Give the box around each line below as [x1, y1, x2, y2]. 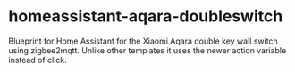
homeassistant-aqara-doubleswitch [8, 6, 283, 27]
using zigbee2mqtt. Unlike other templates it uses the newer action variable [8, 44, 287, 55]
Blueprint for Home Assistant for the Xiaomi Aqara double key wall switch [8, 36, 278, 46]
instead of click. [8, 54, 68, 65]
